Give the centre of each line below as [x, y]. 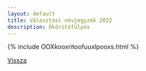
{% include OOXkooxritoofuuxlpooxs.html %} [73, 47]
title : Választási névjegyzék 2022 [60, 20]
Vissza [17, 60]
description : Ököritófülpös [49, 27]
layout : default [31, 14]
